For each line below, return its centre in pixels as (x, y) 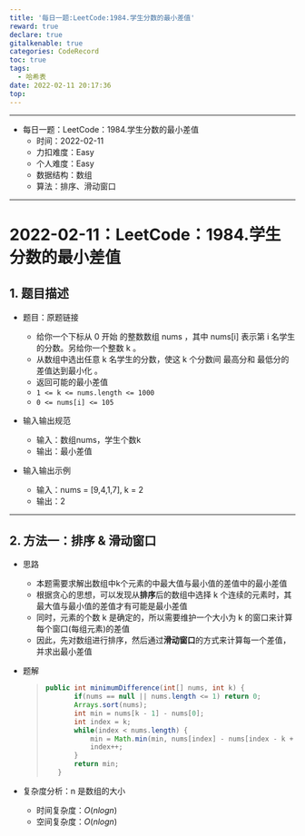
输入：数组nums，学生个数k (89, 439)
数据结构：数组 (64, 174)
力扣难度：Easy (65, 152)
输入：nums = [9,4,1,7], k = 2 (89, 489)
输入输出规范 (46, 420)
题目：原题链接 (50, 317)
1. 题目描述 (39, 294)
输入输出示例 (46, 470)
